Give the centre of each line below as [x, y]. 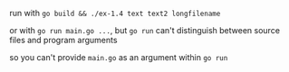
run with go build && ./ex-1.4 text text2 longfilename [115, 13]
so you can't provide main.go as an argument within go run [119, 57]
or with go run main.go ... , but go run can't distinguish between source [145, 30]
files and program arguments [63, 40]
